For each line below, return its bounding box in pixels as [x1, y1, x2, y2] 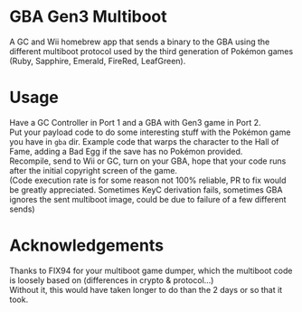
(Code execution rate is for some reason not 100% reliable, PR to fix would [9, 175, 287, 185]
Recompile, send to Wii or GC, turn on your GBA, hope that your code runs [9, 156, 287, 166]
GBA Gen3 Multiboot [9, 6, 167, 27]
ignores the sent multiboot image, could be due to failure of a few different [9, 194, 287, 204]
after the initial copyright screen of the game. [9, 165, 178, 175]
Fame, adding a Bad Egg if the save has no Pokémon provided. [9, 146, 243, 156]
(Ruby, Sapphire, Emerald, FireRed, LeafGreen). [9, 55, 186, 66]
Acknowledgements [9, 235, 165, 256]
